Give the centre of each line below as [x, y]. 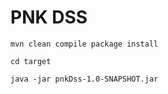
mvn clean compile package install [84, 44]
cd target [31, 61]
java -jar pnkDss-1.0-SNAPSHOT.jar [84, 79]
